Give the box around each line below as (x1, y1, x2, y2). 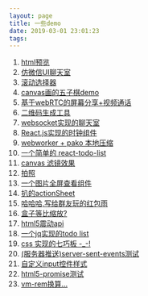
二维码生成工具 (20, 108, 71, 118)
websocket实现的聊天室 (20, 118, 100, 127)
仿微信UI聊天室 (20, 68, 71, 77)
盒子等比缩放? (20, 209, 68, 219)
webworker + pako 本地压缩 (20, 138, 113, 148)
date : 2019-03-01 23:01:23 (9, 27, 100, 35)
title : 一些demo (9, 19, 61, 27)
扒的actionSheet (20, 189, 76, 198)
